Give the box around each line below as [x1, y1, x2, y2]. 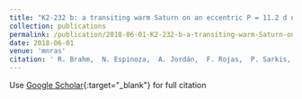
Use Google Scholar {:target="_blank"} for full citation [9, 80, 207, 90]
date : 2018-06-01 [9, 38, 75, 48]
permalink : [9, 30, 50, 39]
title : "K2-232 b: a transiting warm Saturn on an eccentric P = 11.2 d [9, 13, 288, 22]
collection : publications [9, 22, 106, 31]
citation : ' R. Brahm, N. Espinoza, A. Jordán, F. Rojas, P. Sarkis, [9, 55, 292, 64]
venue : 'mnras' [9, 47, 67, 56]
